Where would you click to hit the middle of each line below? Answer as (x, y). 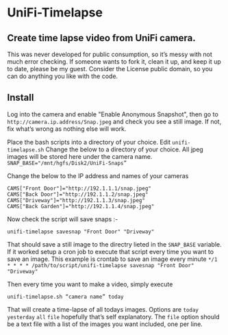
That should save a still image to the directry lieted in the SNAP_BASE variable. (114, 244)
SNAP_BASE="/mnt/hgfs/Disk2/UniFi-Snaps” (67, 163)
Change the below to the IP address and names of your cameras (98, 175)
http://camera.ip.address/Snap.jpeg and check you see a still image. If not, (114, 121)
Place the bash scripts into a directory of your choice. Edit (89, 142)
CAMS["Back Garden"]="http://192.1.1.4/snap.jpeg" (81, 206)
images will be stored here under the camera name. (80, 156)
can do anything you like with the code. (63, 76)
